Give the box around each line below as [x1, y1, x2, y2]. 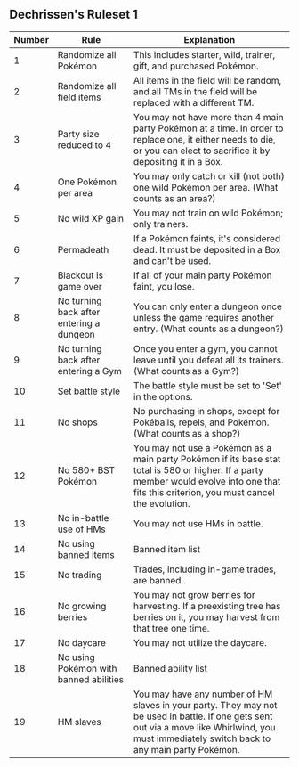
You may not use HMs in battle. [133, 517, 264, 529]
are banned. [133, 574, 184, 586]
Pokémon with [57, 662, 117, 674]
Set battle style [57, 385, 121, 397]
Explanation [183, 33, 236, 45]
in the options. [133, 390, 193, 403]
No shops [57, 416, 98, 428]
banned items [57, 548, 115, 560]
